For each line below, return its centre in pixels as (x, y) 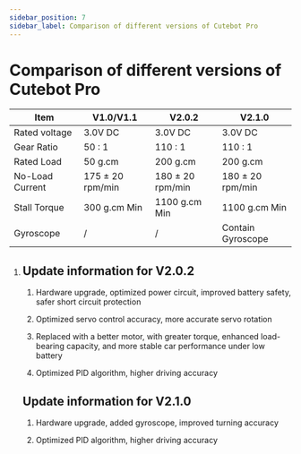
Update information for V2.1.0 (107, 401)
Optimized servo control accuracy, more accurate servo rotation (154, 320)
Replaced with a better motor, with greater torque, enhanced (147, 337)
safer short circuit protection (88, 302)
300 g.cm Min (113, 208)
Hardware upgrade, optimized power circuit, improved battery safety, (163, 293)
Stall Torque (39, 208)
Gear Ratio (36, 147)
